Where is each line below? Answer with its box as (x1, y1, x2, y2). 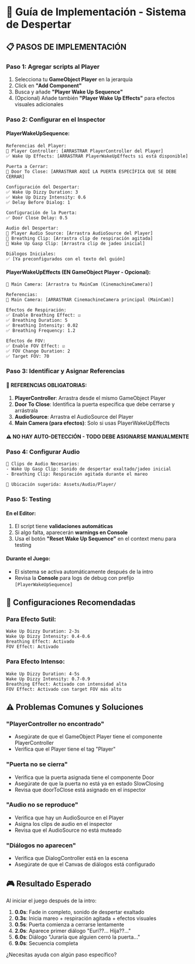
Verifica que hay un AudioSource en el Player (14, 814, 124, 821)
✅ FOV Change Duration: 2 (6, 348, 70, 354)
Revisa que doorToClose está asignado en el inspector (14, 786, 146, 793)
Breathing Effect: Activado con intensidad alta (6, 681, 127, 687)
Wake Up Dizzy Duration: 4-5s (6, 671, 80, 677)
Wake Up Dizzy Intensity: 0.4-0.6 (6, 634, 91, 640)
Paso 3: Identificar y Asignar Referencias (6, 367, 125, 375)
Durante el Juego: (6, 555, 51, 562)
